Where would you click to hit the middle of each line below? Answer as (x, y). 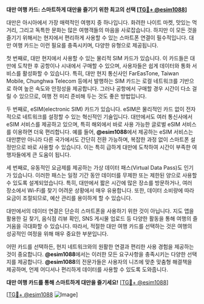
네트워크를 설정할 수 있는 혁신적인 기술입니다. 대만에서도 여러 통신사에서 (107, 117)
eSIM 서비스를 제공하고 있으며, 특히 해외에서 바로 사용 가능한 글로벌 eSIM (93, 124)
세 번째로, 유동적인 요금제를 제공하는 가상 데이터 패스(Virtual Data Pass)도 (94, 168)
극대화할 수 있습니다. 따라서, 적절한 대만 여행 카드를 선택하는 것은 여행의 (107, 226)
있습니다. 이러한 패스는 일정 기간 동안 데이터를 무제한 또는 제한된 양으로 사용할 (105, 175)
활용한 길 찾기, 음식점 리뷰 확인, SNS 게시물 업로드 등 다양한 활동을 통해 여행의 (99, 219)
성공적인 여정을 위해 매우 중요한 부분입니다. (57, 234)
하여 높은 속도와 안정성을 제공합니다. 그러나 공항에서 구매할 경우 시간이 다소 (102, 88)
